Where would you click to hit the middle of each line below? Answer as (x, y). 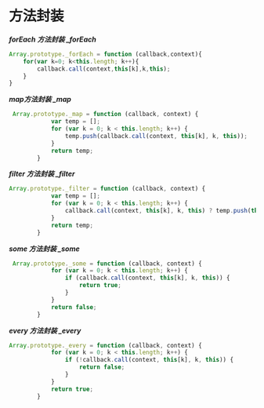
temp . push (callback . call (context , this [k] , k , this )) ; (156, 136)
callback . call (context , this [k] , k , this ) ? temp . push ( (158, 211)
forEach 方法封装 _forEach (52, 39)
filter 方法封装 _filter (42, 174)
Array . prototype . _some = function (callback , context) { (107, 264)
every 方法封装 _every (45, 330)
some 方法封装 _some (45, 249)
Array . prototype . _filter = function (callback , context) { (107, 189)
